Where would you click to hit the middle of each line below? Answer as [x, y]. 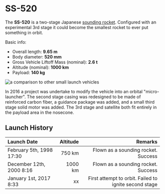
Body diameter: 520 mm [37, 56]
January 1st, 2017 [29, 178]
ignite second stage [135, 184]
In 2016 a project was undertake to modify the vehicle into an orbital [74, 91]
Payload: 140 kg [28, 72]
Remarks [147, 141]
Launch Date [23, 141]
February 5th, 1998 [30, 150]
